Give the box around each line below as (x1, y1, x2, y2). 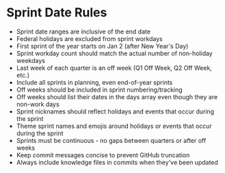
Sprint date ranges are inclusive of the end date (16, 27, 151, 36)
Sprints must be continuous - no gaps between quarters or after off (16, 136, 207, 144)
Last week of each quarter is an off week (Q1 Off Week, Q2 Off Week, (16, 64, 213, 72)
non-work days (16, 100, 59, 108)
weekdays (16, 56, 46, 64)
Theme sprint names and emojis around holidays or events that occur (16, 122, 213, 130)
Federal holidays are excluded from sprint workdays (16, 34, 163, 42)
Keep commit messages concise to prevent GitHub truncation (16, 150, 190, 159)
